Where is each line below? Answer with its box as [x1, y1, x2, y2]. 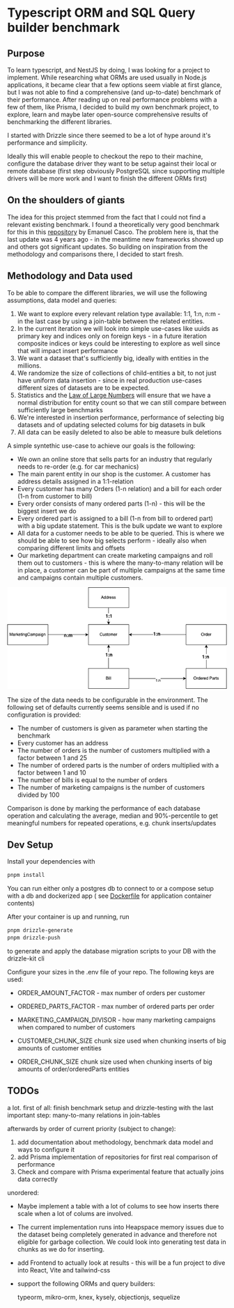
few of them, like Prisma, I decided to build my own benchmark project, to [7, 103, 219, 111]
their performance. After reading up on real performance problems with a [7, 95, 217, 104]
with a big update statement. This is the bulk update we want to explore [17, 521, 223, 530]
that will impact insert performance [17, 346, 118, 355]
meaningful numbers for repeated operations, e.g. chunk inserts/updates [7, 818, 217, 827]
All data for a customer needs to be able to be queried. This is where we [17, 529, 225, 537]
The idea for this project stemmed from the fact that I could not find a [7, 212, 206, 221]
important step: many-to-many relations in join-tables [7, 1111, 161, 1119]
